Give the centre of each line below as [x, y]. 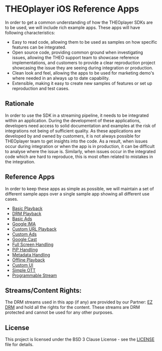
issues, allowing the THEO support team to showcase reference [75, 57]
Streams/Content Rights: [43, 290]
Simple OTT [24, 270]
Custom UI [22, 265]
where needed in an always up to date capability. [61, 78]
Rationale [20, 104]
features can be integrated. [39, 47]
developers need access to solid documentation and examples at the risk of [81, 126]
